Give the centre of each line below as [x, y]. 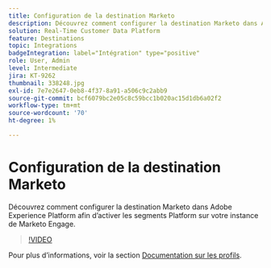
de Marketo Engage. [42, 224]
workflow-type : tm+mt [45, 105]
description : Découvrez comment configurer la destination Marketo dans [133, 23]
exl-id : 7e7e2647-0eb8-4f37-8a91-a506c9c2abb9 [88, 91]
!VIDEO [40, 239]
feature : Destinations [46, 38]
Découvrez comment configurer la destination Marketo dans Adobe [120, 207]
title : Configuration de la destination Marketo [92, 16]
